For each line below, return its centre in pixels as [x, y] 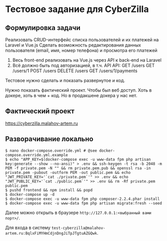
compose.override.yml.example [37, 155]
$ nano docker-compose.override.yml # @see [51, 151]
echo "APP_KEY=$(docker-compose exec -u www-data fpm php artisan [80, 159]
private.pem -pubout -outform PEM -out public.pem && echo [68, 172]
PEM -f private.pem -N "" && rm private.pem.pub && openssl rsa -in [78, 168]
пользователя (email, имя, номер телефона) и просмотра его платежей [81, 50]
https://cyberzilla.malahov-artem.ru [42, 123]
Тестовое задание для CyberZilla [77, 9]
